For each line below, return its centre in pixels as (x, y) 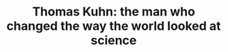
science (114, 41)
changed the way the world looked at (114, 26)
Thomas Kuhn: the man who (114, 12)
